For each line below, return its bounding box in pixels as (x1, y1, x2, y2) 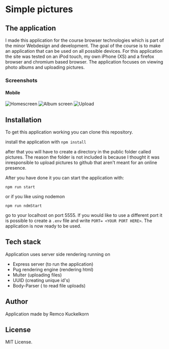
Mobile (5, 89, 20, 96)
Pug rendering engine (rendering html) (12, 266, 94, 272)
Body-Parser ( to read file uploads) (12, 282, 86, 289)
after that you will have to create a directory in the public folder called (5, 148, 151, 154)
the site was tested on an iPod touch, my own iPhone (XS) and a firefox (5, 53, 154, 59)
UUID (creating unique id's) (12, 277, 70, 283)
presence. (5, 165, 26, 171)
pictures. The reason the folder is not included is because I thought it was (5, 154, 160, 160)
